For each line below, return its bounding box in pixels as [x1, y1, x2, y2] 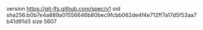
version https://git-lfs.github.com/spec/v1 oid [6, 5, 121, 12]
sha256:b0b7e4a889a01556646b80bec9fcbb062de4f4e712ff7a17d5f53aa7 [6, 11, 197, 19]
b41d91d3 [6, 18, 31, 25]
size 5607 [32, 18, 57, 25]
